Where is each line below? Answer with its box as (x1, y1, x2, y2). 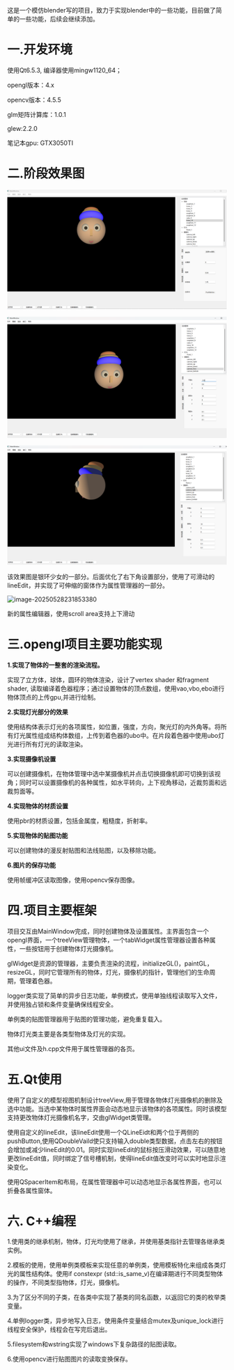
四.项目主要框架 (7, 902, 97, 918)
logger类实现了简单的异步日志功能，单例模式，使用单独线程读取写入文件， (7, 991, 221, 1000)
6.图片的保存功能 (7, 860, 56, 869)
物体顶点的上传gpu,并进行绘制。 (7, 693, 100, 701)
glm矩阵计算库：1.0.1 (7, 110, 66, 118)
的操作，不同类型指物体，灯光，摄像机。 (7, 1278, 123, 1286)
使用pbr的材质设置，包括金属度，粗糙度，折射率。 (7, 817, 152, 825)
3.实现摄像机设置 (7, 755, 56, 763)
